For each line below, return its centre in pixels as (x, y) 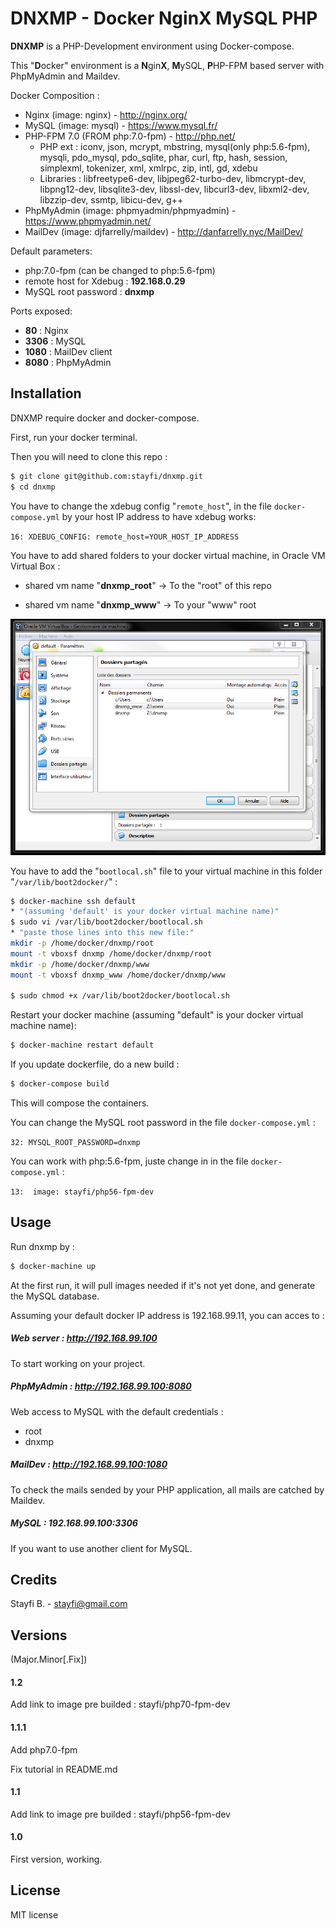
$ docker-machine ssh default (73, 901)
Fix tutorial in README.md (64, 1769)
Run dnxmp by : (42, 1246)
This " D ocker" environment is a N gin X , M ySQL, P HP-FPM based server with (167, 65)
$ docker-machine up (53, 1266)
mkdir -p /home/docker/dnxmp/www (80, 964)
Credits (34, 1579)
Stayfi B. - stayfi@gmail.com (69, 1604)
